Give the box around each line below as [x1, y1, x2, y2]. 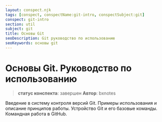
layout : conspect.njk [5, 7, 51, 13]
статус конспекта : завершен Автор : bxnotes [17, 90, 116, 96]
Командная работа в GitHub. [5, 110, 67, 117]
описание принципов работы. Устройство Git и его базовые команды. [5, 105, 158, 111]
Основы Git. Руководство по [5, 62, 132, 74]
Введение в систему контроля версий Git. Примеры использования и [5, 100, 157, 106]
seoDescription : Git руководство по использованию [5, 36, 115, 41]
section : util [5, 21, 36, 27]
